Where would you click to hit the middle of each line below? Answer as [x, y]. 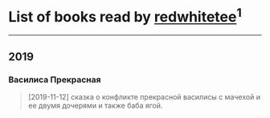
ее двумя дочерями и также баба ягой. [95, 105]
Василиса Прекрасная [55, 79]
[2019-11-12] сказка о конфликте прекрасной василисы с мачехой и [144, 96]
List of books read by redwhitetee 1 [125, 16]
